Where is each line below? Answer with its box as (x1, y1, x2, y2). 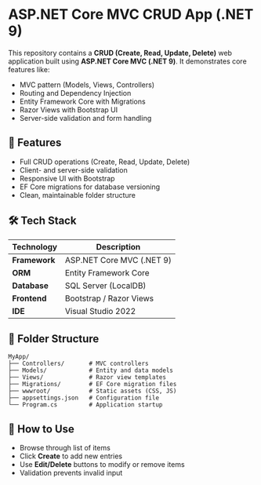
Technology (12, 241, 57, 252)
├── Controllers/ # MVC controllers (8, 359, 149, 368)
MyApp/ (8, 353, 30, 361)
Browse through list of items (19, 443, 111, 453)
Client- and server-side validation (19, 165, 128, 174)
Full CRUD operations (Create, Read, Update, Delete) (19, 157, 190, 166)
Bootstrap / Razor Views (65, 293, 154, 304)
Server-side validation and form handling (19, 113, 152, 122)
